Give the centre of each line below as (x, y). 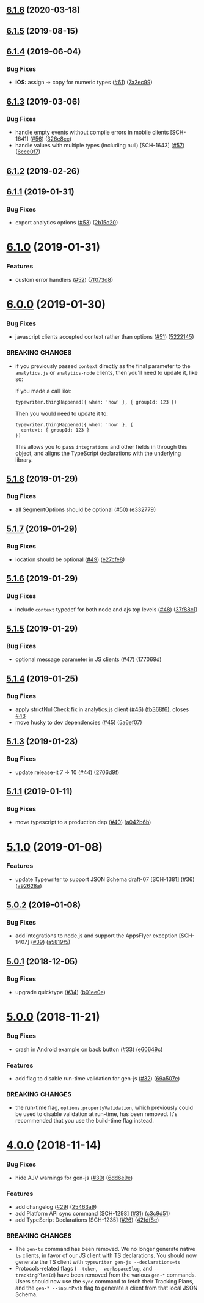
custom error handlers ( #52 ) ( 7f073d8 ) (64, 279)
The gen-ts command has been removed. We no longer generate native (105, 1249)
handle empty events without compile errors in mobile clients (92, 132)
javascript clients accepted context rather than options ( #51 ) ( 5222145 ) (104, 337)
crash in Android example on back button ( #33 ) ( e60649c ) (89, 1049)
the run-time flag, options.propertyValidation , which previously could (104, 1108)
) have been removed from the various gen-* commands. (125, 1275)
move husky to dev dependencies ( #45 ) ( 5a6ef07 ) (78, 722)
